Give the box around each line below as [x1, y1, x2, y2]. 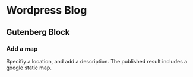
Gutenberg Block [6, 27, 70, 37]
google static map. [6, 64, 52, 71]
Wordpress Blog [6, 4, 87, 17]
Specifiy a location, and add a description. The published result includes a [6, 58, 188, 65]
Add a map [6, 45, 38, 53]
